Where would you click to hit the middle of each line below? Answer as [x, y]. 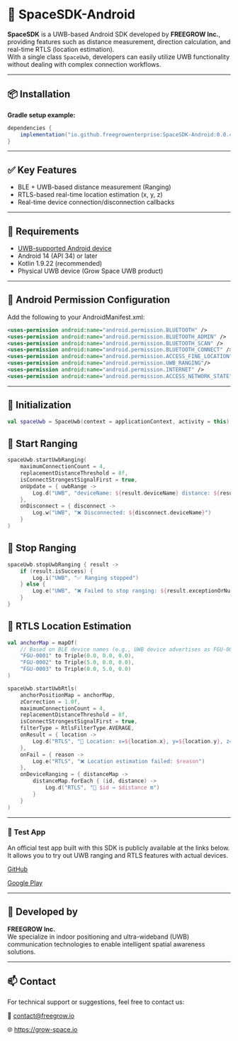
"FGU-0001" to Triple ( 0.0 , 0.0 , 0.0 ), [77, 656]
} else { [33, 584]
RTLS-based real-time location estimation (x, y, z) [90, 195]
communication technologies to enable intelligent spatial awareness [106, 944]
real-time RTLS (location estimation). [61, 49]
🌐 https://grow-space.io [42, 1030]
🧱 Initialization [39, 405]
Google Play [25, 883]
